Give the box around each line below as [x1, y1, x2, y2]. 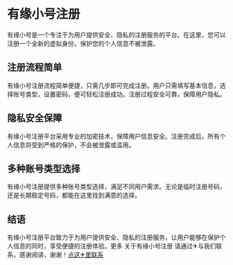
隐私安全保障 [7, 112, 62, 124]
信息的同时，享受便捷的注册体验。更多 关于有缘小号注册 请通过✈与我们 [12, 242, 216, 250]
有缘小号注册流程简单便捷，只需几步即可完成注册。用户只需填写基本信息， [7, 81, 220, 89]
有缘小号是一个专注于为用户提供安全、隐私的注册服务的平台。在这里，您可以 [7, 31, 226, 39]
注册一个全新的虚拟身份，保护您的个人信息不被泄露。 [7, 39, 159, 47]
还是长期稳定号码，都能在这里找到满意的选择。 [7, 191, 141, 200]
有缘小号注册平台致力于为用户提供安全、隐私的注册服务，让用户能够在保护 [7, 233, 220, 241]
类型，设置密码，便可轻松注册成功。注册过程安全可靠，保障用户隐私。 [25, 89, 226, 98]
